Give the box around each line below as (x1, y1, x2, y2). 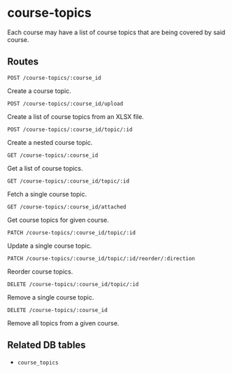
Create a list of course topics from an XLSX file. (7, 112, 145, 120)
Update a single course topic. (7, 241, 92, 250)
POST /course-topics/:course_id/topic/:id (7, 126, 133, 133)
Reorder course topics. (7, 267, 73, 276)
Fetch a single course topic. (7, 190, 87, 198)
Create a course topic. (7, 86, 72, 95)
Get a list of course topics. (7, 164, 83, 172)
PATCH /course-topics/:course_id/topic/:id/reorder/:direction (7, 255, 196, 262)
